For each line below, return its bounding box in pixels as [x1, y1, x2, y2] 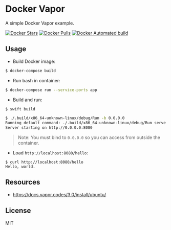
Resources [5, 178, 40, 187]
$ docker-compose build [5, 68, 56, 73]
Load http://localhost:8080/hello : [12, 150, 88, 156]
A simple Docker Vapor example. [5, 20, 74, 26]
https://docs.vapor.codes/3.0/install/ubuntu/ [12, 191, 106, 197]
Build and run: [12, 97, 42, 103]
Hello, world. [5, 164, 36, 169]
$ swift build [5, 106, 36, 111]
